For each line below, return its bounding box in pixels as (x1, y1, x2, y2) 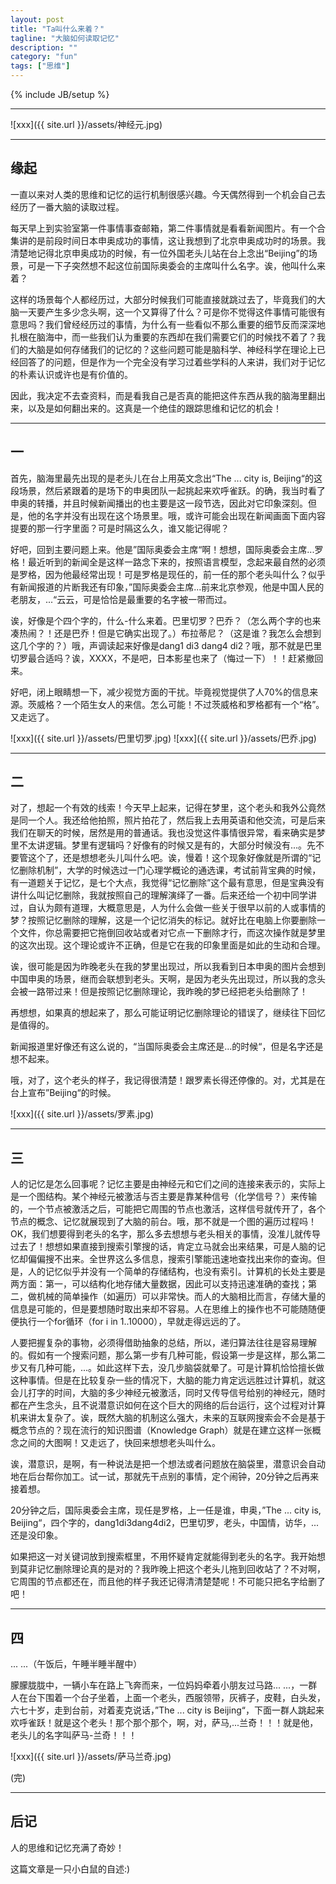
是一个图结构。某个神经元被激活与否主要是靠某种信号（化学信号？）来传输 (10, 1191, 317, 1203)
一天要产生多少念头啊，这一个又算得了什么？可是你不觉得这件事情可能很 (18, 306, 317, 318)
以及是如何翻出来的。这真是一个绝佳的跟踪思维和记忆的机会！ (27, 402, 282, 414)
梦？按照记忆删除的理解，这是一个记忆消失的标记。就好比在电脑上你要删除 (10, 914, 317, 926)
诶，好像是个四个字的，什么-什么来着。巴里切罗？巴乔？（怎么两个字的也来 (10, 614, 322, 626)
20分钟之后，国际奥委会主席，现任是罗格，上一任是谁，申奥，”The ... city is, (10, 1504, 322, 1516)
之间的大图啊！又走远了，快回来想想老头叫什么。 (18, 1437, 221, 1449)
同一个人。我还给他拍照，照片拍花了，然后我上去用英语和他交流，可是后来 (18, 814, 326, 826)
